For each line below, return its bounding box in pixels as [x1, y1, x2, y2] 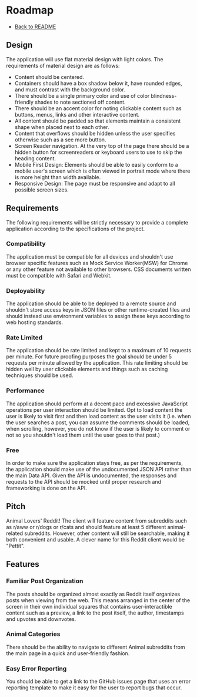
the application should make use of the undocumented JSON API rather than [6, 466, 192, 473]
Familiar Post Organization [6, 577, 84, 585]
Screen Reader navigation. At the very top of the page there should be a [14, 142, 189, 149]
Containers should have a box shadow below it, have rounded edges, [14, 80, 182, 87]
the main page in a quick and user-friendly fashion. [6, 649, 130, 657]
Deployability [6, 286, 45, 295]
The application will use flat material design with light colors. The [6, 55, 163, 62]
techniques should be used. [6, 372, 74, 379]
